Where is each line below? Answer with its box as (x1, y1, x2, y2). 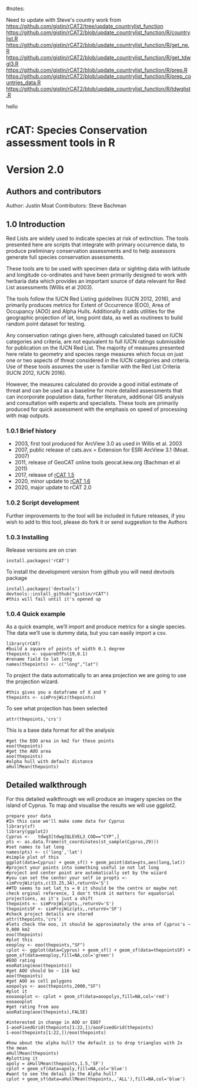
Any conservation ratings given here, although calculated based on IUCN (6, 332, 183, 338)
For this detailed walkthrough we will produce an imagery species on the (6, 796, 182, 802)
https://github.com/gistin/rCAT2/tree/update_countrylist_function (6, 23, 163, 29)
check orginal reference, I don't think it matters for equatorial (6, 891, 175, 896)
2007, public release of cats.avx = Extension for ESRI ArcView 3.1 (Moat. (14, 446, 189, 453)
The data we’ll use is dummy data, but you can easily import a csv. (6, 629, 168, 637)
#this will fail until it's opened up (6, 596, 101, 602)
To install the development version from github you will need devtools (6, 568, 175, 575)
